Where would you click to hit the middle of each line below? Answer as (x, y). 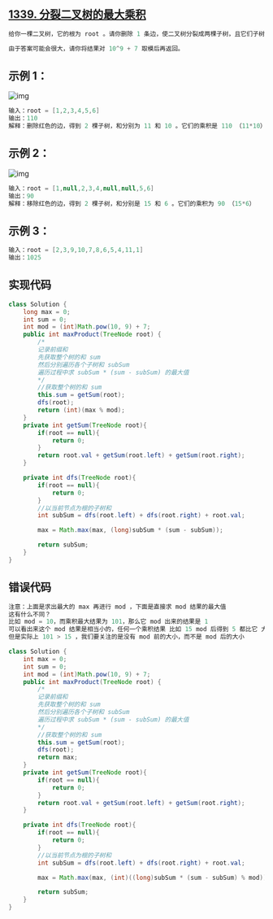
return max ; (58, 758)
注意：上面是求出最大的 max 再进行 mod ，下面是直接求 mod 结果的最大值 (117, 607)
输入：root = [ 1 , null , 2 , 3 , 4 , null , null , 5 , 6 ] (81, 188)
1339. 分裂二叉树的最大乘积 (77, 15)
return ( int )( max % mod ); (82, 410)
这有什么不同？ (30, 614)
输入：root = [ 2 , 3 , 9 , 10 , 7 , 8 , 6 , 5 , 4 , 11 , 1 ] (76, 250)
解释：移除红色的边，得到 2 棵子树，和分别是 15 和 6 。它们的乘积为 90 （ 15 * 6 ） (132, 203)
